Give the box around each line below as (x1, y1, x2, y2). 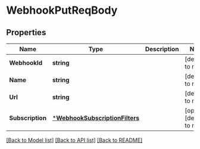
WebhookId (9, 59, 43, 67)
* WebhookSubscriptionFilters (52, 114, 140, 122)
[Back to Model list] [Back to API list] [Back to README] (6, 136, 143, 144)
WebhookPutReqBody (6, 4, 118, 17)
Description (145, 45, 179, 53)
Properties (6, 27, 46, 38)
